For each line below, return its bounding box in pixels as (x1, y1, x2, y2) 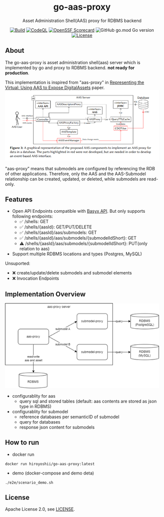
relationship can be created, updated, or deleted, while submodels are (5, 176, 146, 182)
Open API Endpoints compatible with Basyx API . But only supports (12, 208, 145, 214)
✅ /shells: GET (19, 219, 49, 225)
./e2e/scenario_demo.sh (5, 480, 54, 485)
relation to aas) (19, 246, 50, 252)
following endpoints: (12, 213, 54, 219)
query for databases (19, 419, 61, 425)
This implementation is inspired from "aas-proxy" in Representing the (5, 79, 144, 85)
